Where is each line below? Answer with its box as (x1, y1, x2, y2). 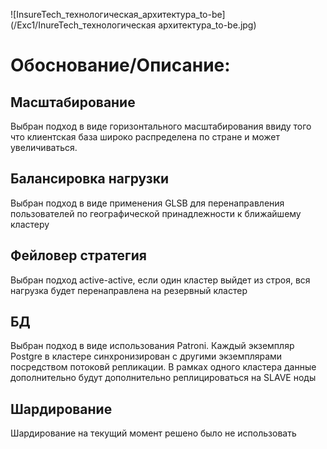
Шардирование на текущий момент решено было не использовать (10, 427, 297, 439)
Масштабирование (10, 94, 136, 111)
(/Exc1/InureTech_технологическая (10, 19, 157, 31)
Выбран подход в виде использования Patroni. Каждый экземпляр (10, 340, 295, 352)
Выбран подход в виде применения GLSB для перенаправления (10, 197, 285, 209)
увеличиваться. (10, 142, 78, 153)
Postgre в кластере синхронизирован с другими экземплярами (10, 350, 283, 363)
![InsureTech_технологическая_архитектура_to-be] (10, 9, 226, 20)
